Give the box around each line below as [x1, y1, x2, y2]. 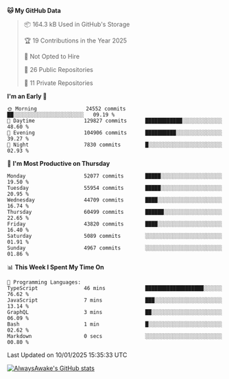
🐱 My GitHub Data [7, 7, 62, 14]
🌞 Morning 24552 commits [7, 106, 126, 112]
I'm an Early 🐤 [7, 93, 47, 100]
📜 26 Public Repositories [23, 66, 94, 73]
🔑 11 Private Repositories [23, 79, 94, 87]
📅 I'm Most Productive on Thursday [7, 160, 110, 167]
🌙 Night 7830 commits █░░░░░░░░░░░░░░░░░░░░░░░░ [7, 141, 223, 148]
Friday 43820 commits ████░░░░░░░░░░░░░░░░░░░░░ [7, 221, 223, 228]
